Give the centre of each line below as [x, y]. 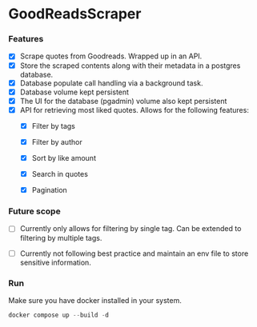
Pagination [50, 190]
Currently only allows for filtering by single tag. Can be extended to [131, 229]
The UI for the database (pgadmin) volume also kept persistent [123, 101]
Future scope [35, 211]
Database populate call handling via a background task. [111, 83]
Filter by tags [54, 126]
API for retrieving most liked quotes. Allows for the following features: [135, 110]
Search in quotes [60, 174]
